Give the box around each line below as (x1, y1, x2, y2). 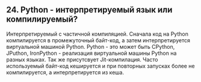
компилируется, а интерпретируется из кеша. (6, 69, 125, 76)
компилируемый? (6, 14, 78, 25)
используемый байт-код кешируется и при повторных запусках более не (6, 62, 195, 69)
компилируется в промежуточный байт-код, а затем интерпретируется (6, 36, 191, 44)
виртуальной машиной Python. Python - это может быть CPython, (6, 43, 175, 50)
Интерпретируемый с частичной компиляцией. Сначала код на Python (6, 30, 188, 37)
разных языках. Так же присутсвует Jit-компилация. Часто (6, 55, 158, 63)
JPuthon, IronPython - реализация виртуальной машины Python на (6, 49, 177, 57)
